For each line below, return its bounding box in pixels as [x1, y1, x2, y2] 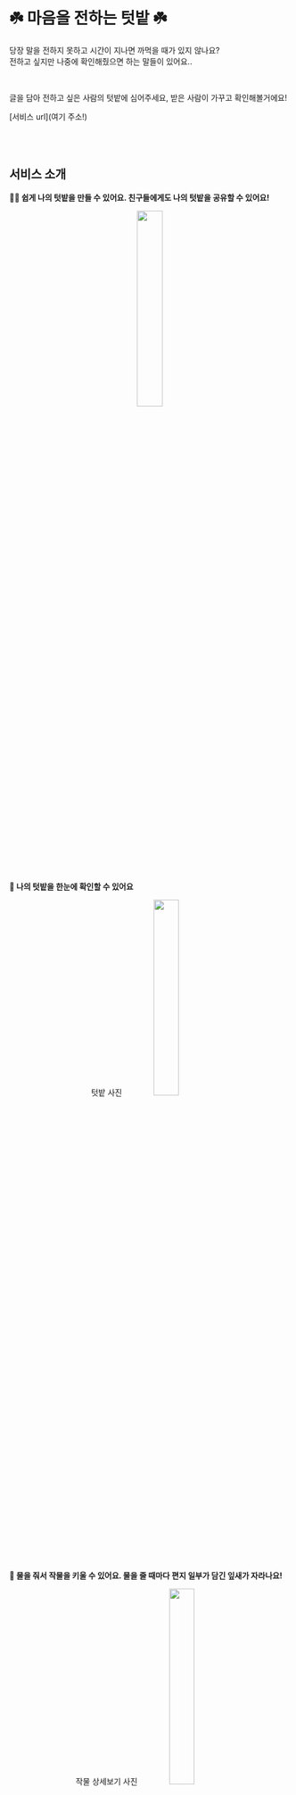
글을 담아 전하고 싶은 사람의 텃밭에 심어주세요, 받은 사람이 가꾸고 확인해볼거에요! [9, 92, 288, 103]
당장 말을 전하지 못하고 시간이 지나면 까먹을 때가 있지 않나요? [9, 45, 220, 55]
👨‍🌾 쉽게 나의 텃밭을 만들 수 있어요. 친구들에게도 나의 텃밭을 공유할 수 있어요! [9, 192, 270, 203]
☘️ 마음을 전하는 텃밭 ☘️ [9, 8, 168, 29]
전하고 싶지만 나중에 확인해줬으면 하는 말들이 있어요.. [9, 55, 193, 67]
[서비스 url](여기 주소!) [9, 111, 87, 121]
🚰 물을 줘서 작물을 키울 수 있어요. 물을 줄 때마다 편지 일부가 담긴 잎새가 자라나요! [9, 1570, 283, 1581]
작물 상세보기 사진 [75, 1775, 138, 1786]
